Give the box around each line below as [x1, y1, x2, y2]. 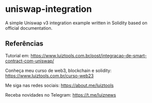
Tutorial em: [5, 52, 30, 58]
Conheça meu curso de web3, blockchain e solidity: [5, 67, 112, 73]
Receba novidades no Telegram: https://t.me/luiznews [5, 92, 116, 98]
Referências [5, 40, 44, 48]
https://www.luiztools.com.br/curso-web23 [5, 73, 94, 79]
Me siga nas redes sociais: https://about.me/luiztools [5, 82, 114, 88]
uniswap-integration [5, 3, 92, 15]
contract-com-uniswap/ [5, 58, 54, 64]
